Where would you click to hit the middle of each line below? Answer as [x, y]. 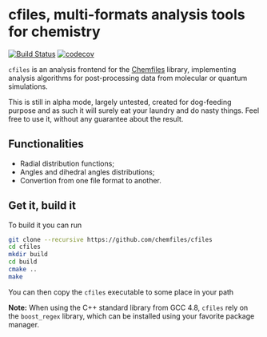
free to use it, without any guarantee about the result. [96, 118]
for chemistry [55, 32]
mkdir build [28, 255]
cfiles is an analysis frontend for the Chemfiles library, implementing [122, 69]
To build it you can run [45, 225]
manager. [24, 324]
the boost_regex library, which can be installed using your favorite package [132, 316]
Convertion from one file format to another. [90, 180]
